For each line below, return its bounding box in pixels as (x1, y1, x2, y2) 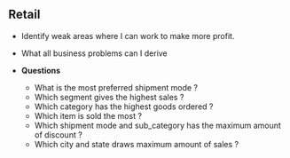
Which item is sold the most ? (34, 110, 143, 121)
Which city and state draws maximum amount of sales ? (34, 138, 239, 149)
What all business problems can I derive (20, 48, 168, 59)
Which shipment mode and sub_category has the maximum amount (34, 120, 281, 130)
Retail (8, 7, 41, 22)
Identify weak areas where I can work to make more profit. (20, 30, 235, 41)
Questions (20, 65, 61, 75)
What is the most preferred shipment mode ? (34, 82, 199, 92)
